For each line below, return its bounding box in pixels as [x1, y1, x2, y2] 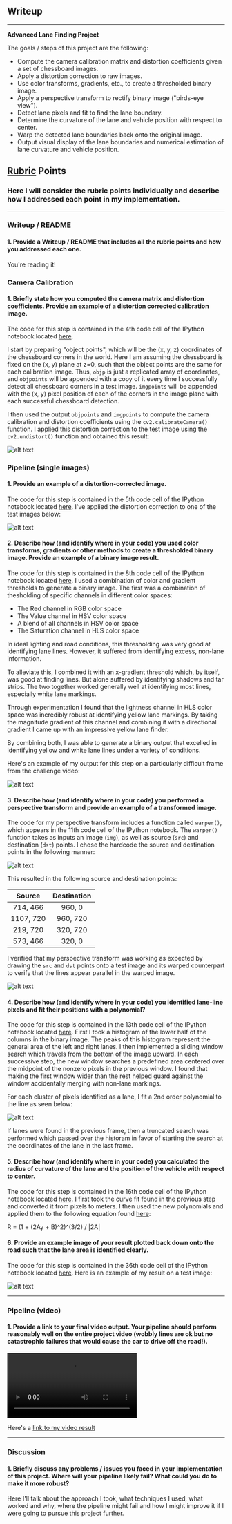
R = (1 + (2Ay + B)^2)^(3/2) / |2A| [7, 1222, 101, 1231]
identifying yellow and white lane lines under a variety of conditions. [7, 746, 201, 755]
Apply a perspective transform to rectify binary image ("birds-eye [17, 93, 204, 102]
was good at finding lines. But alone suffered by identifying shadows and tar [7, 675, 224, 684]
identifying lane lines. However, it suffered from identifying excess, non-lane [7, 647, 224, 655]
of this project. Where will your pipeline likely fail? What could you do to [7, 1472, 217, 1480]
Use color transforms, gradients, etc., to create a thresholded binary [17, 79, 211, 87]
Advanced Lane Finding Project [7, 30, 99, 39]
